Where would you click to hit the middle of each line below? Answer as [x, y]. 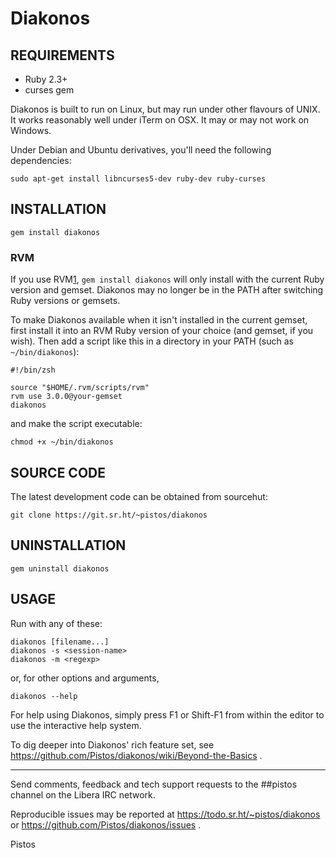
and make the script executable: [76, 424]
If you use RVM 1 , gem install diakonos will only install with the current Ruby [167, 279]
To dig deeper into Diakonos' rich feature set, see [112, 744]
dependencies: [41, 160]
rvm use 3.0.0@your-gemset [66, 397]
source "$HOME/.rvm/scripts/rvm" [80, 388]
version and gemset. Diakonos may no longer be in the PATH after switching [167, 290]
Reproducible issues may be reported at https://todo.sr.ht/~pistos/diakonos [165, 814]
